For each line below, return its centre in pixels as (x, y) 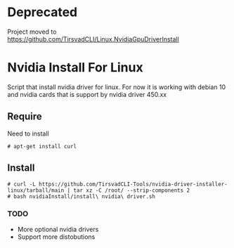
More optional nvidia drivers (58, 229)
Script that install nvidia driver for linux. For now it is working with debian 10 (117, 87)
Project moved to (32, 32)
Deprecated (43, 12)
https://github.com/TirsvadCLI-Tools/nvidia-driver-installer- (133, 184)
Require (25, 117)
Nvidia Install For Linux (75, 68)
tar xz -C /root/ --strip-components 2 (132, 190)
